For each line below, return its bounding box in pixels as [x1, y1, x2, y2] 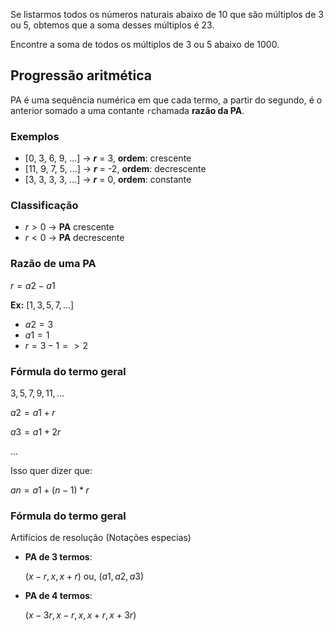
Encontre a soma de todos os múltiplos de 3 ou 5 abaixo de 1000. [10, 39, 280, 50]
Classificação [10, 199, 79, 213]
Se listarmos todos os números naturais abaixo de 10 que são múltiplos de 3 [10, 9, 324, 20]
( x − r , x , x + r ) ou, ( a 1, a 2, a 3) [24, 570, 145, 583]
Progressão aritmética [10, 67, 152, 84]
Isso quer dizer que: [10, 465, 93, 476]
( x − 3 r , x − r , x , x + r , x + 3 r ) [24, 609, 137, 621]
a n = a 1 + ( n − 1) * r [10, 484, 90, 496]
